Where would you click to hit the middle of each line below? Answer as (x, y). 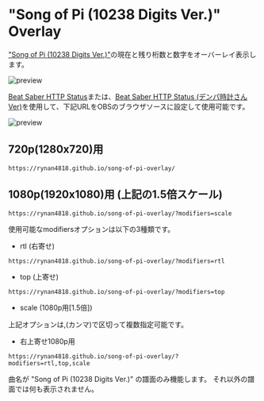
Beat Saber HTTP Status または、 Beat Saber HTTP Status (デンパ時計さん (128, 96)
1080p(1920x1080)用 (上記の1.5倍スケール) (116, 195)
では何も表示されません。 (57, 389)
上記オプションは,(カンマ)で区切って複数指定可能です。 (98, 324)
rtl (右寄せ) (37, 246)
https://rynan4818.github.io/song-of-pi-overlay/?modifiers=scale (120, 213)
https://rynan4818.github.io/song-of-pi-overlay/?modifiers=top (117, 291)
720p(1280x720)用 (56, 150)
